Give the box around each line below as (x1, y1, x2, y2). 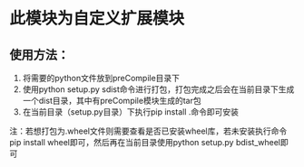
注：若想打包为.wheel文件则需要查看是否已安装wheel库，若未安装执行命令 (9, 125, 288, 136)
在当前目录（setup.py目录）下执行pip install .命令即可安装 (22, 107, 239, 117)
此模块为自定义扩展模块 (9, 8, 185, 29)
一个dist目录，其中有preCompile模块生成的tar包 (22, 96, 201, 106)
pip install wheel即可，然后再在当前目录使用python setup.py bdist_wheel (9, 137, 281, 147)
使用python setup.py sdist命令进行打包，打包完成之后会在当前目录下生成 (22, 84, 295, 95)
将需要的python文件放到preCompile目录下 (22, 73, 180, 83)
